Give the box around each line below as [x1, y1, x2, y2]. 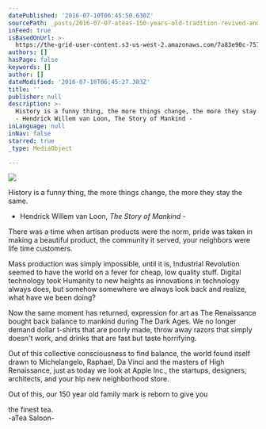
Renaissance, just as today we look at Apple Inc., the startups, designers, [8, 366, 247, 375]
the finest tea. [8, 405, 54, 415]
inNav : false [8, 129, 51, 137]
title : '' [8, 85, 41, 94]
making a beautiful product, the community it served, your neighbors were [8, 236, 251, 245]
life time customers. [8, 243, 73, 254]
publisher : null [8, 93, 62, 101]
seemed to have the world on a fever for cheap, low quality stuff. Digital [8, 267, 241, 278]
